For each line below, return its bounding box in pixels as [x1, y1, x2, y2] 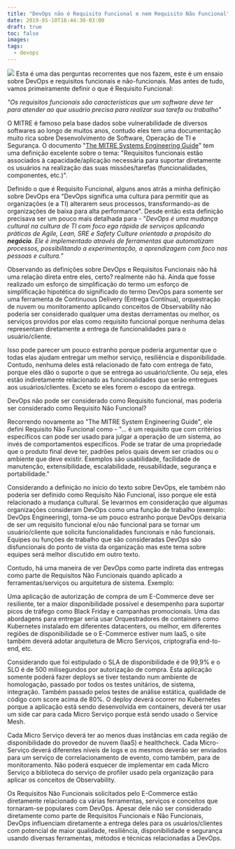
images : [7, 36, 30, 43]
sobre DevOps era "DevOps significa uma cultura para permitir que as [7, 192, 209, 200]
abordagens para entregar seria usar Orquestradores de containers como [7, 614, 219, 623]
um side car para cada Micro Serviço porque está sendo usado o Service [7, 710, 218, 718]
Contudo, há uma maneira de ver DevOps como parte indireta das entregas [7, 563, 224, 572]
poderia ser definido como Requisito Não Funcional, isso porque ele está [7, 490, 217, 499]
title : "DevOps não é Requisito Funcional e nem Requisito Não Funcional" [7, 10, 230, 18]
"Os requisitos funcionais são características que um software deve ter [7, 97, 213, 106]
